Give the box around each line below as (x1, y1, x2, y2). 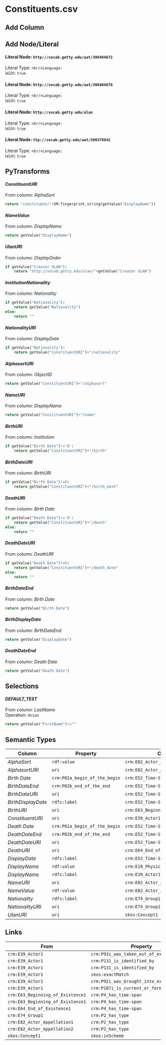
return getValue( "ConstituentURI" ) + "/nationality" (14, 350, 121, 355)
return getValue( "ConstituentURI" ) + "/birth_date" (14, 484, 119, 489)
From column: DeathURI (5, 551, 54, 557)
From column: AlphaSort (5, 192, 55, 198)
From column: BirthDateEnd (5, 627, 62, 633)
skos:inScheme (90, 1033, 124, 1039)
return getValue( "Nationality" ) (14, 305, 81, 310)
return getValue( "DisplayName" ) (5, 233, 72, 238)
